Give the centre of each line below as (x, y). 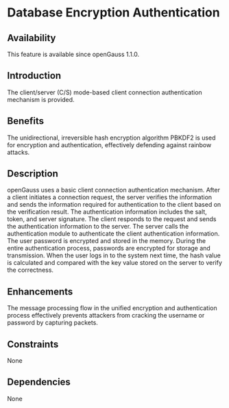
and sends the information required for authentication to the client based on (114, 205)
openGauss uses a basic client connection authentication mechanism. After (114, 190)
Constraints (33, 344)
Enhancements (40, 291)
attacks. (19, 152)
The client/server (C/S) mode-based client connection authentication (105, 92)
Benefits (26, 121)
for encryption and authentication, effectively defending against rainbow (109, 144)
